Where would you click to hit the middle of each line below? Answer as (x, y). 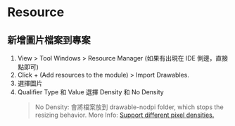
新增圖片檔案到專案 (49, 40)
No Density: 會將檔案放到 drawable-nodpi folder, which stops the (129, 107)
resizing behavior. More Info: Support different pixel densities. (125, 115)
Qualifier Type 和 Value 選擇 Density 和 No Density (90, 92)
